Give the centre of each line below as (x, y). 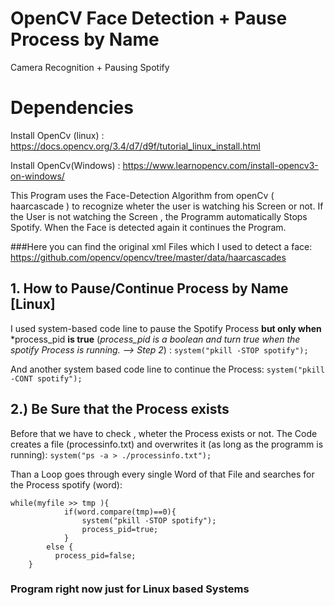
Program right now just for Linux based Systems (130, 589)
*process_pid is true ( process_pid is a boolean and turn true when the (155, 339)
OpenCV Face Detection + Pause (149, 18)
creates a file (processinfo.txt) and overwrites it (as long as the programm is (167, 444)
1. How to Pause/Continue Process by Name (149, 288)
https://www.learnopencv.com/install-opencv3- (220, 165)
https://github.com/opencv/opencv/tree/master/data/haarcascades (148, 257)
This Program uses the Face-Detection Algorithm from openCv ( (142, 195)
